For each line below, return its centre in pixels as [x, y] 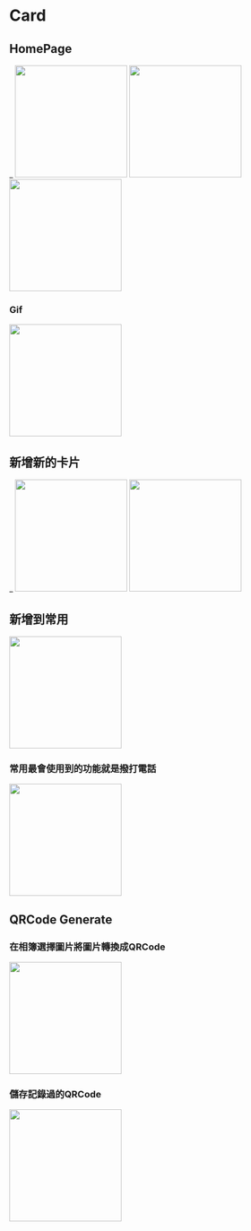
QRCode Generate [61, 919]
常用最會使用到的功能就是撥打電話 [83, 768]
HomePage [41, 49]
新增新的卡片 [45, 462]
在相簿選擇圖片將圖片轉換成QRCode [87, 947]
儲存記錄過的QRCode [55, 1094]
